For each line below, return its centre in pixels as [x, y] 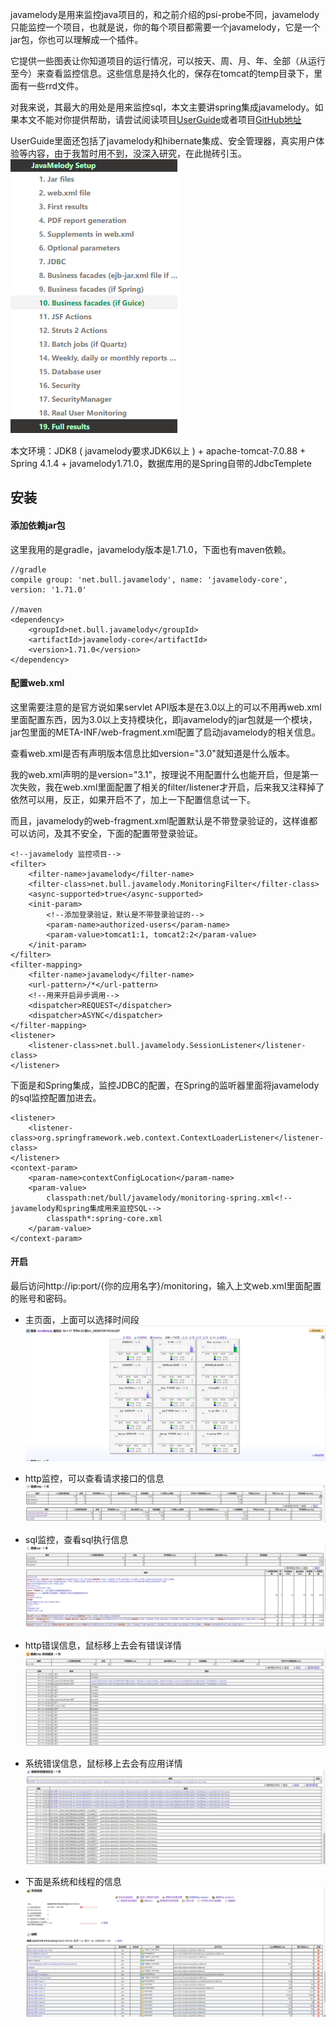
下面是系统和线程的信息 [73, 1882]
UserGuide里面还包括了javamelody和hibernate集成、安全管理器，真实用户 [163, 141]
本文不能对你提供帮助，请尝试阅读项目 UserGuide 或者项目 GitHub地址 [160, 119]
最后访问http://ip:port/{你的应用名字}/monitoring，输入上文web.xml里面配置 [166, 1286]
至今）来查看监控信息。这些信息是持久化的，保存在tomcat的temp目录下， [162, 73]
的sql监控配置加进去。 [56, 1097]
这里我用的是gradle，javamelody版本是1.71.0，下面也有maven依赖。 [151, 549]
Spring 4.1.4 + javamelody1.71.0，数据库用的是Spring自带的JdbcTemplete [161, 463]
